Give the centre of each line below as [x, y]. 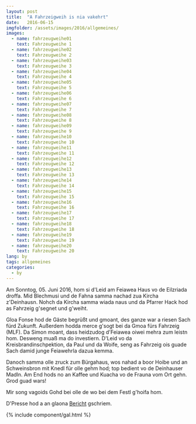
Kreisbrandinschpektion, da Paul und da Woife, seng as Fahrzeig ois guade [97, 344]
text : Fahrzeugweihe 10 [46, 142]
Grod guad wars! [26, 381]
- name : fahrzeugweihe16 [42, 202]
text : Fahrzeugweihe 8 [44, 121]
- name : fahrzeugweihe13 [42, 170]
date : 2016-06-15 [30, 22]
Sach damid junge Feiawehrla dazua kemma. [60, 351]
